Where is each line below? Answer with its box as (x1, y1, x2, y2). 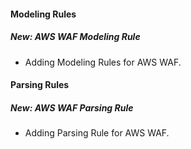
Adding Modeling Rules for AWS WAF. (24, 56, 182, 68)
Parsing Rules (10, 79, 70, 91)
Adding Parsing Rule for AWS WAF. (24, 127, 170, 139)
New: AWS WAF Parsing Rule (10, 101, 134, 114)
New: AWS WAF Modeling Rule (10, 31, 141, 43)
